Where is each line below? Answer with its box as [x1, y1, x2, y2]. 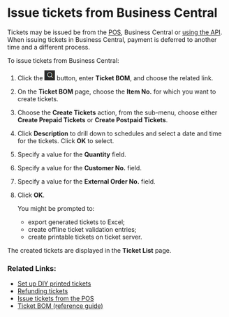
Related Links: [7, 263, 57, 273]
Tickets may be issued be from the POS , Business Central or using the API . [7, 28, 223, 36]
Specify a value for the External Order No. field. [17, 177, 156, 186]
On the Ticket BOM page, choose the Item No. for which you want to [17, 87, 216, 96]
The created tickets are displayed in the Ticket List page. [7, 246, 172, 254]
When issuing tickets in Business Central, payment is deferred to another [7, 35, 217, 43]
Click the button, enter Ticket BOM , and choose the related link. [17, 73, 214, 82]
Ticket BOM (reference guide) [17, 302, 103, 310]
